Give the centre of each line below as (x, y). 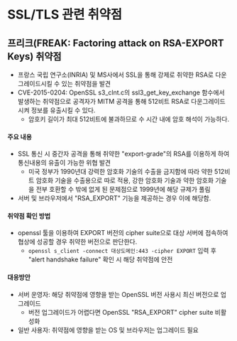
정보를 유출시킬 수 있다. (63, 110)
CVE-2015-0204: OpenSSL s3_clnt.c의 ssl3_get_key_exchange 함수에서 (121, 92)
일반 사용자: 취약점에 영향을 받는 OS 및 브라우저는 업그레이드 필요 (108, 330)
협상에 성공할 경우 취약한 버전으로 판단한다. (77, 242)
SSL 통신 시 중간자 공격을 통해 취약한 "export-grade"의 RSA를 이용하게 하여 (123, 154)
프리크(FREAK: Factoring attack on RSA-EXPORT (116, 43)
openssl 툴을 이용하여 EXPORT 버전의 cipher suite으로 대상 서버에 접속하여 (123, 233)
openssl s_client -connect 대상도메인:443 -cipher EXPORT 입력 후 (122, 251)
